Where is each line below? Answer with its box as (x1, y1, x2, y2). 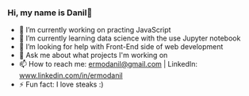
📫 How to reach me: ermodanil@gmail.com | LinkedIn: (18, 60, 198, 69)
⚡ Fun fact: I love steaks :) (18, 79, 104, 90)
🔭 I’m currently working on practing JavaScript (18, 25, 171, 35)
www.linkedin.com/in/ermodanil (18, 71, 124, 80)
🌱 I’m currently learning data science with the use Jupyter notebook (18, 33, 241, 43)
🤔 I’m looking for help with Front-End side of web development (18, 42, 224, 52)
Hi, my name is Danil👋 (7, 7, 93, 18)
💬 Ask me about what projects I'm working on (18, 51, 168, 60)
